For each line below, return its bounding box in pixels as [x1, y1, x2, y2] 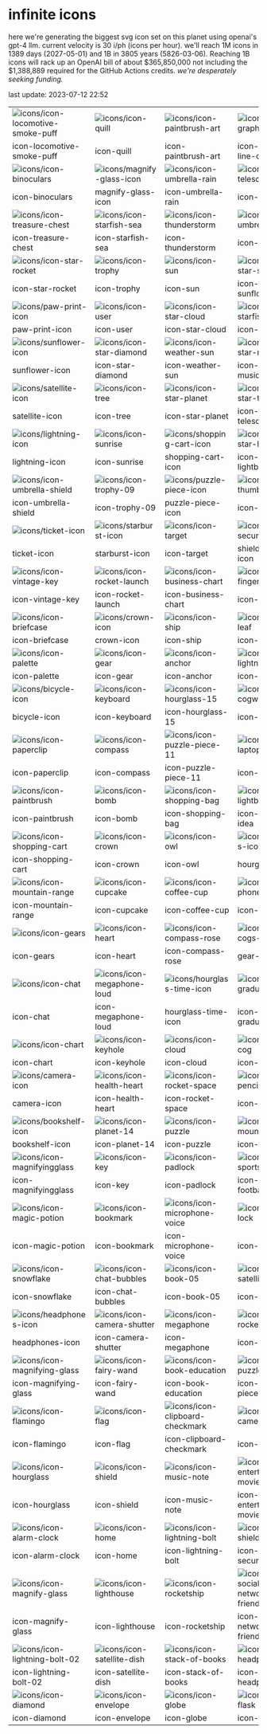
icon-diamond [12, 1712, 66, 1723]
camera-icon [12, 1097, 62, 1108]
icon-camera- [95, 1332, 149, 1343]
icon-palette [12, 670, 60, 681]
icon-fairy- [95, 1377, 139, 1388]
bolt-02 [12, 1676, 42, 1687]
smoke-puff [12, 150, 58, 161]
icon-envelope [95, 1712, 151, 1723]
